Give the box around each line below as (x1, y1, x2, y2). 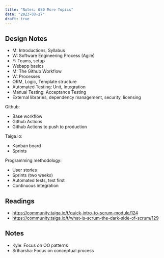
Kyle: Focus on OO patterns (12, 242, 68, 248)
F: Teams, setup (12, 58, 45, 64)
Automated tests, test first (12, 178, 65, 183)
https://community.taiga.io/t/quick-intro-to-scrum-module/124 (12, 210, 138, 216)
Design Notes (5, 34, 48, 43)
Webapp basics (12, 63, 44, 69)
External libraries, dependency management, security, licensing (12, 94, 141, 101)
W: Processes (12, 74, 40, 79)
